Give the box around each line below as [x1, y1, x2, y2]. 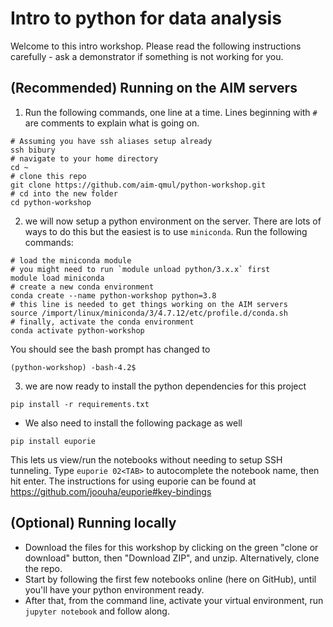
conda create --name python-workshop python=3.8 [10, 290, 217, 301]
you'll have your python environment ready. [24, 583, 205, 596]
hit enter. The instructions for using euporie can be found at [10, 475, 257, 487]
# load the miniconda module [10, 255, 132, 266]
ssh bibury [10, 145, 56, 155]
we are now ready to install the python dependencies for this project [24, 380, 307, 392]
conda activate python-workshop [10, 325, 145, 336]
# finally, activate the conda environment [10, 317, 195, 327]
